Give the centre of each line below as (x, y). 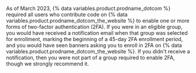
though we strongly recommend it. (48, 64)
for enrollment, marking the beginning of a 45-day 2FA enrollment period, (94, 39)
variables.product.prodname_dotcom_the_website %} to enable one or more (98, 21)
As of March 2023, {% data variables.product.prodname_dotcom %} (88, 8)
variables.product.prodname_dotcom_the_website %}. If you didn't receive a (98, 51)
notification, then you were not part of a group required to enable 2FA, (91, 58)
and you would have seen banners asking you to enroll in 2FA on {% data (94, 45)
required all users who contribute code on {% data (67, 14)
